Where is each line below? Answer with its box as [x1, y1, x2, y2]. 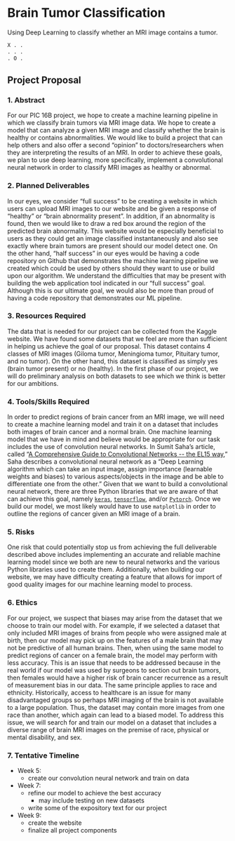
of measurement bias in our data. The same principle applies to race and [7, 680, 217, 689]
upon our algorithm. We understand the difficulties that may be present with [7, 271, 227, 280]
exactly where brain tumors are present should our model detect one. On [7, 241, 218, 250]
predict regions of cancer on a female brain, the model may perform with [7, 651, 218, 659]
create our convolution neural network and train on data [27, 774, 189, 783]
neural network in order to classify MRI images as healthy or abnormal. [7, 163, 212, 172]
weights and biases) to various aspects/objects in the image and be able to [7, 472, 224, 481]
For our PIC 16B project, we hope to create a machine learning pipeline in [7, 111, 218, 120]
